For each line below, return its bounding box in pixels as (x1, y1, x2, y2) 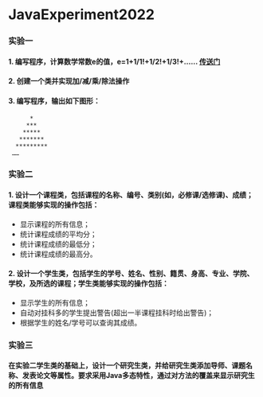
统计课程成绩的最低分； (19, 239, 97, 248)
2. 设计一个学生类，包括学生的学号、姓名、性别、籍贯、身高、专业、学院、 (8, 269, 254, 278)
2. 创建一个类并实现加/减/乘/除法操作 (8, 76, 130, 86)
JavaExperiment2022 (8, 6, 155, 24)
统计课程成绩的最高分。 (19, 249, 97, 259)
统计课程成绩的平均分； (19, 229, 97, 239)
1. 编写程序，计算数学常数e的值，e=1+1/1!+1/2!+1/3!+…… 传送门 (8, 56, 221, 66)
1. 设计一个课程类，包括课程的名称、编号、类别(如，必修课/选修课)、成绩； (8, 190, 253, 200)
